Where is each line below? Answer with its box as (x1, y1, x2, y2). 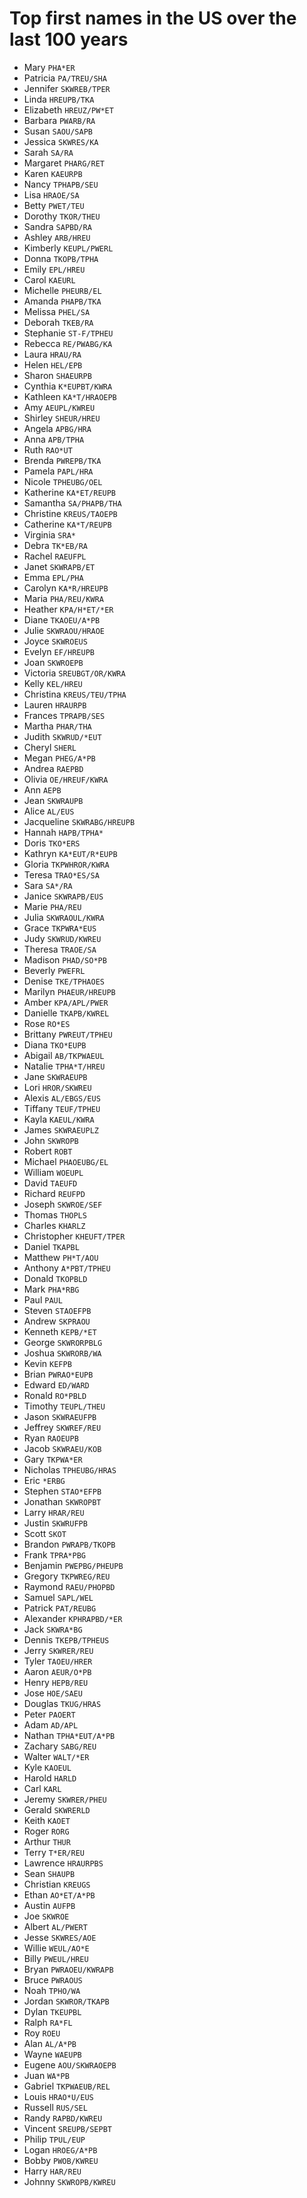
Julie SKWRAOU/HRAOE (23, 624, 106, 636)
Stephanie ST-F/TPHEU (23, 327, 114, 339)
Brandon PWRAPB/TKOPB (23, 1538, 116, 1550)
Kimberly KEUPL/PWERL (23, 242, 114, 254)
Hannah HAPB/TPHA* (23, 826, 104, 838)
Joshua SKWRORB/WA (23, 1347, 102, 1359)
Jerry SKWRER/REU (23, 1644, 94, 1656)
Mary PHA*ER (23, 61, 76, 73)
